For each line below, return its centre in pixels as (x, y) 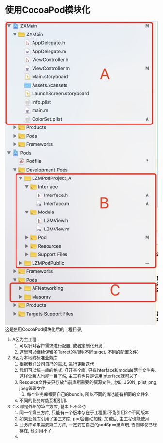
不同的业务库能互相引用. (43, 400)
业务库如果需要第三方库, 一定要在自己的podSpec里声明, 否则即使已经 (88, 425)
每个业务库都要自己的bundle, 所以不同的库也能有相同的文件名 (88, 394)
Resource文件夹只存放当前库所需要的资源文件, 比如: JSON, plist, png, (88, 382)
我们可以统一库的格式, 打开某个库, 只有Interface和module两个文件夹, (88, 370)
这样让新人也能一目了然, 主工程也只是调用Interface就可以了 (78, 376)
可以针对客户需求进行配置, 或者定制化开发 (61, 346)
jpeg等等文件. (33, 388)
